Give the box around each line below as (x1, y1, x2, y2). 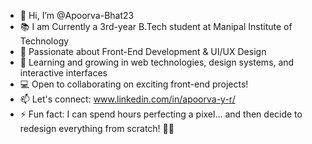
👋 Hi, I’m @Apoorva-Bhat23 (19, 10, 135, 21)
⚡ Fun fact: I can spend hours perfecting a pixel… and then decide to (19, 108, 303, 120)
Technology (19, 35, 70, 47)
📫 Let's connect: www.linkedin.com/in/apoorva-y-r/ (19, 93, 236, 105)
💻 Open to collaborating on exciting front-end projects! (19, 78, 249, 90)
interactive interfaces (19, 67, 108, 79)
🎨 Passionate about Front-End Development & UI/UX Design (19, 46, 267, 57)
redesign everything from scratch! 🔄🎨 (19, 123, 175, 134)
